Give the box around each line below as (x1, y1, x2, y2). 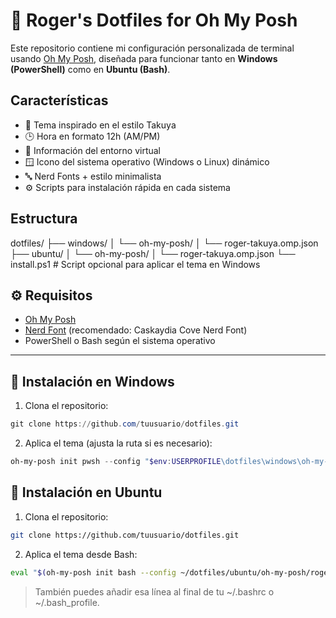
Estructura (10, 210, 78, 228)
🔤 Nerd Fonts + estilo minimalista (24, 170, 162, 182)
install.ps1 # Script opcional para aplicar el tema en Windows (10, 258, 261, 270)
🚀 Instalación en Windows (10, 373, 175, 390)
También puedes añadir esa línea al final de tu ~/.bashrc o (34, 585, 275, 598)
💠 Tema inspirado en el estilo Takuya (24, 119, 177, 131)
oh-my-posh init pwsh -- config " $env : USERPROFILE (10, 457, 222, 467)
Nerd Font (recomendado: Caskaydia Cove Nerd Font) (24, 324, 248, 336)
